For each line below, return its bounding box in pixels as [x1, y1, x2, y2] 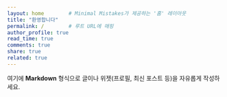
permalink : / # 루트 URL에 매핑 [7, 23, 115, 29]
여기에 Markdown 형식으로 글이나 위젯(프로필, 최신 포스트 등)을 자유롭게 [7, 74, 202, 82]
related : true [7, 55, 48, 61]
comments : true [7, 42, 51, 48]
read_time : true [7, 36, 53, 42]
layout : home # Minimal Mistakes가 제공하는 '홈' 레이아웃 [7, 10, 187, 17]
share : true [7, 48, 41, 55]
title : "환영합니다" [7, 16, 59, 23]
